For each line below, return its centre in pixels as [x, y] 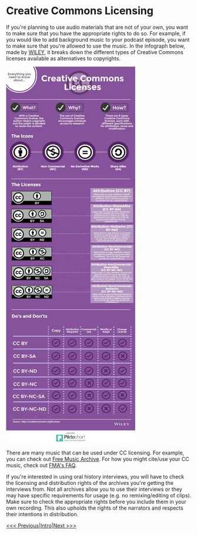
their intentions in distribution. [42, 514]
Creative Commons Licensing [80, 11]
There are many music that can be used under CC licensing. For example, [95, 453]
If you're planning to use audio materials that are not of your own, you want [97, 27]
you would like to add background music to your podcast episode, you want [98, 39]
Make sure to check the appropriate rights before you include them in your [96, 501]
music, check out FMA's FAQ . [41, 465]
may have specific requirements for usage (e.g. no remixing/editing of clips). [99, 495]
